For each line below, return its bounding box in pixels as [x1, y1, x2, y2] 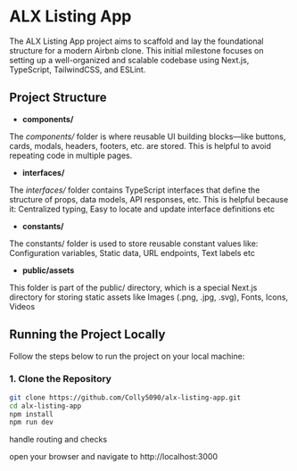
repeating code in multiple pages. [9, 150, 133, 161]
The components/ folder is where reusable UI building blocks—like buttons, [9, 131, 286, 142]
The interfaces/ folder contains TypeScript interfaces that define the [9, 185, 260, 195]
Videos [9, 301, 36, 311]
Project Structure [9, 90, 107, 105]
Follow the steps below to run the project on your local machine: [9, 351, 245, 361]
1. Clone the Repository [9, 373, 111, 385]
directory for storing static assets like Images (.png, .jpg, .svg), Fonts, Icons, [9, 292, 288, 302]
